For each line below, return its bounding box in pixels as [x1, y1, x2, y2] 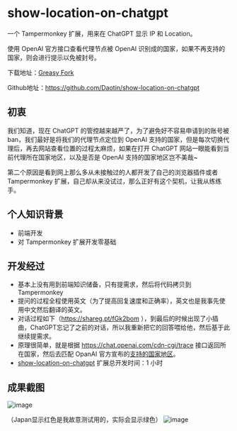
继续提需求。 [17, 332, 55, 341]
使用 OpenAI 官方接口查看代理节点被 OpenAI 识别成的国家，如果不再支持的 [7, 44, 226, 52]
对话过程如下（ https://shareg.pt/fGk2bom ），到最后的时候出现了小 [17, 314, 212, 323]
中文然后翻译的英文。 [23, 306, 86, 314]
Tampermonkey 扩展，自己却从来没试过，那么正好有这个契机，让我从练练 [7, 177, 222, 185]
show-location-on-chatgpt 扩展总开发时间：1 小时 [17, 359, 163, 367]
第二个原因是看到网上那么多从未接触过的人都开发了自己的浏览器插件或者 [7, 168, 218, 177]
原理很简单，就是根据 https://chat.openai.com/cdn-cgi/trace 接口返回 [17, 341, 221, 349]
